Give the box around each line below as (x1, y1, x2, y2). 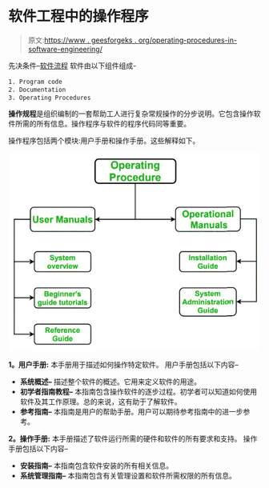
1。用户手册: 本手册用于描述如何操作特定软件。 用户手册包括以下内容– (8, 359, 239, 369)
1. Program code (8, 78, 62, 86)
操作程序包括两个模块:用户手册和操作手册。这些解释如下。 (8, 135, 200, 145)
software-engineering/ (27, 44, 102, 54)
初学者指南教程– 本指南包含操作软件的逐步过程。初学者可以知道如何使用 (19, 386, 258, 396)
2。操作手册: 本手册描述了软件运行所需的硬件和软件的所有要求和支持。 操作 (8, 434, 258, 443)
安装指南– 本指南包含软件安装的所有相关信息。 (19, 461, 174, 470)
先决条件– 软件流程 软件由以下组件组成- (8, 61, 137, 70)
